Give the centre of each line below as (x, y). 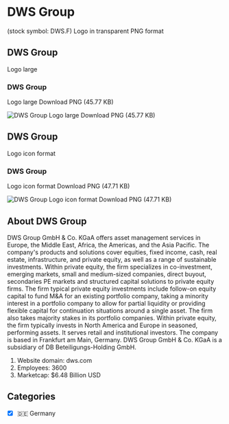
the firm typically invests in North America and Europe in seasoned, (102, 325)
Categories (32, 397)
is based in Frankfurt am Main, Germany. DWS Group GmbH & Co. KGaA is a (115, 339)
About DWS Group (47, 221)
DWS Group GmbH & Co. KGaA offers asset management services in (104, 237)
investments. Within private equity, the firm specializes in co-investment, (110, 267)
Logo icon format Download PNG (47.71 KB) (69, 186)
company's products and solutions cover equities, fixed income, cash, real (112, 252)
